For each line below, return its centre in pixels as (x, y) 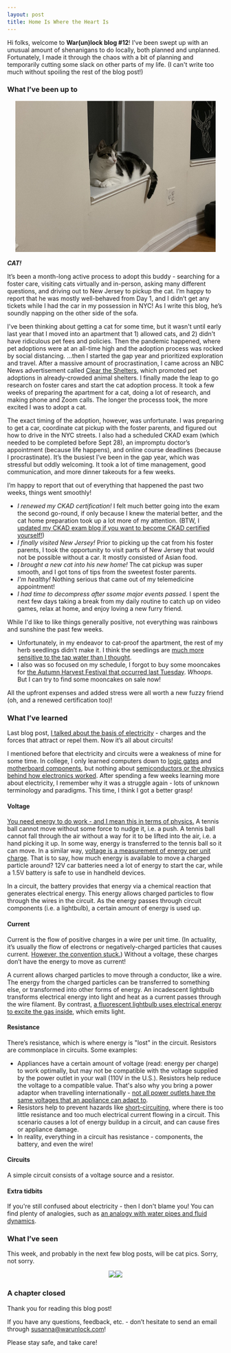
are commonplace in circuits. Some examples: (72, 1050)
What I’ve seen (33, 1239)
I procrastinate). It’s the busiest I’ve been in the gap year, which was (103, 457)
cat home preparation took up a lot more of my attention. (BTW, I (108, 520)
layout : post (26, 14)
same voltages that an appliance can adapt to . (82, 1100)
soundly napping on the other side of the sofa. (73, 313)
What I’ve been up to (42, 90)
